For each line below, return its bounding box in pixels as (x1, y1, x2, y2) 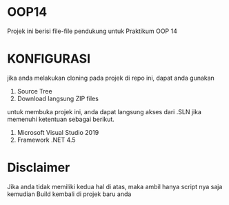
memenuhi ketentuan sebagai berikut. (7, 115, 115, 123)
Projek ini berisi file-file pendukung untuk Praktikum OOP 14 (7, 27, 177, 35)
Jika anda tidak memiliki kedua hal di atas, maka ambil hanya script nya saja (7, 182, 223, 191)
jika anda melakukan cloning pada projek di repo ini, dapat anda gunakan (7, 74, 215, 82)
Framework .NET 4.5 (17, 136, 76, 144)
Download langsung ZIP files (17, 94, 99, 102)
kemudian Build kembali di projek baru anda (7, 190, 132, 198)
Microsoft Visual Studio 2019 (17, 128, 99, 136)
